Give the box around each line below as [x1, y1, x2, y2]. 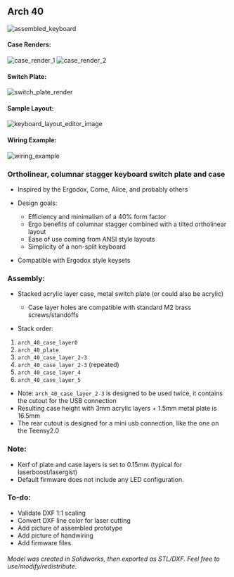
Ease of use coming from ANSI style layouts [27, 235, 156, 243]
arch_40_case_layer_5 [17, 377, 81, 384]
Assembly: [7, 273, 46, 283]
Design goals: [17, 199, 58, 207]
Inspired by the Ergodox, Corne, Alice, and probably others [17, 185, 188, 193]
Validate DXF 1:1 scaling [17, 509, 86, 517]
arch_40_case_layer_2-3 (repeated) [17, 361, 119, 369]
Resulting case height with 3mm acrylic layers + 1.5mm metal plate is [17, 404, 217, 413]
